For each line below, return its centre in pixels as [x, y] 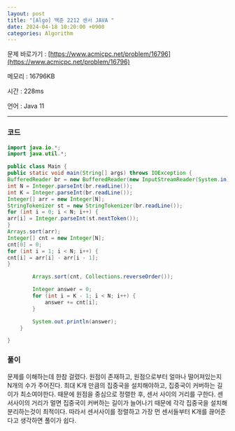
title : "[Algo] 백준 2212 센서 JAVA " [61, 20]
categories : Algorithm [40, 33]
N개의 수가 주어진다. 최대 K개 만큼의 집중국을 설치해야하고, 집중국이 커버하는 [111, 385]
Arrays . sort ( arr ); [34, 232]
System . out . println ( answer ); [75, 322]
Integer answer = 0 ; [62, 290]
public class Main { [37, 167]
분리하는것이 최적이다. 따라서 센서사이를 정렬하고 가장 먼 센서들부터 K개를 [107, 411]
